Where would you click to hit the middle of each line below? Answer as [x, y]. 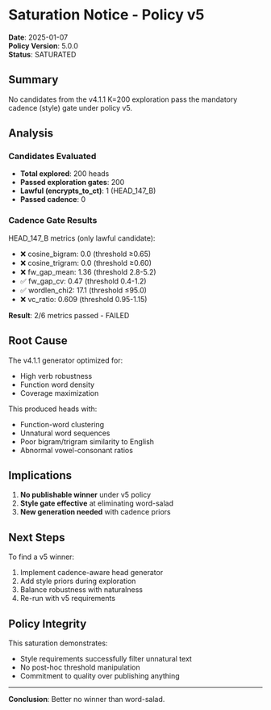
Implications [40, 475]
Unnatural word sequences [65, 433]
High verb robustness [56, 376]
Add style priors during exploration [78, 581]
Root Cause [38, 341]
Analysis [31, 134]
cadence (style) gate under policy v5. [71, 107]
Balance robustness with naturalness [81, 590]
